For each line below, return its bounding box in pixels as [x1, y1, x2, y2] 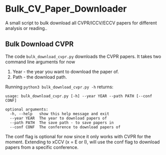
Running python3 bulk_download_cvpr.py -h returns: [5, 84, 114, 90]
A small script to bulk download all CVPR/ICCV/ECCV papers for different [5, 20, 157, 26]
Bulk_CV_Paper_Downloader [5, 3, 127, 15]
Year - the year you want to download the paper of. [12, 68, 120, 74]
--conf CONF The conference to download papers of [10, 125, 121, 130]
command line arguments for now [5, 59, 76, 65]
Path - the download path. [12, 74, 67, 80]
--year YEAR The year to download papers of [10, 115, 107, 121]
